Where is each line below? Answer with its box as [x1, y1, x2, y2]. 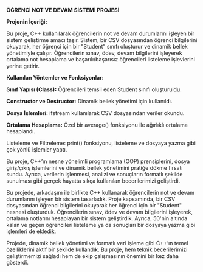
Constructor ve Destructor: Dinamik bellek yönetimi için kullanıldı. [6, 98, 173, 105]
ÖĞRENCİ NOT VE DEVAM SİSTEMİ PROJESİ [6, 7, 120, 13]
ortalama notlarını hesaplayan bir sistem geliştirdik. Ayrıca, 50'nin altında [6, 215, 188, 222]
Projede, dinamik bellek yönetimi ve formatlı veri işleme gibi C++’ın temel [6, 240, 188, 246]
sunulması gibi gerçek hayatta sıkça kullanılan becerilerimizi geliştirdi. [6, 177, 181, 184]
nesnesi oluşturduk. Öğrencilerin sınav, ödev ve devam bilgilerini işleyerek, [6, 208, 193, 215]
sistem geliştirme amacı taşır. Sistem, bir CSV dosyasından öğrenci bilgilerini [6, 37, 198, 43]
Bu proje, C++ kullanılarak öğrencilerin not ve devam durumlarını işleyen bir [6, 30, 195, 37]
